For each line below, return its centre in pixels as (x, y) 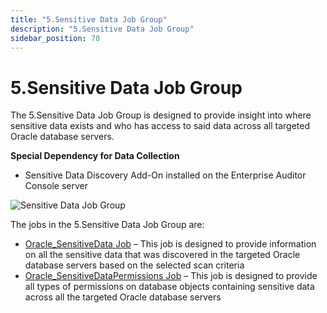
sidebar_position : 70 (55, 38)
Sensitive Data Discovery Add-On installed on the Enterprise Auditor (165, 175)
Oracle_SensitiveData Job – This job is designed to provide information (170, 244)
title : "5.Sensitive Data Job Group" (89, 19)
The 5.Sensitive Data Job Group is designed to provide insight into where (161, 115)
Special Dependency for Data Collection (95, 156)
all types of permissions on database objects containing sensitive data (169, 287)
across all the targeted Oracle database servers (123, 297)
